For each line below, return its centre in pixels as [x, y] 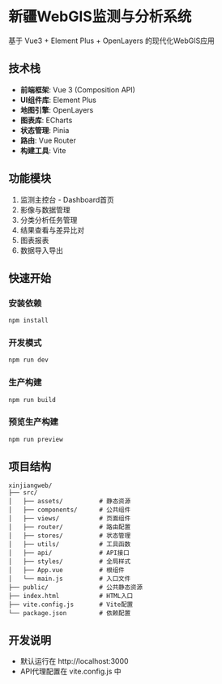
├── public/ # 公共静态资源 [76, 588]
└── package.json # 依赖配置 [70, 613]
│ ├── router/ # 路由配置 [70, 528]
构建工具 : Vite [43, 150]
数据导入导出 [41, 250]
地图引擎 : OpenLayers [57, 109]
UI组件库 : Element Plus [58, 100]
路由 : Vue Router [48, 140]
